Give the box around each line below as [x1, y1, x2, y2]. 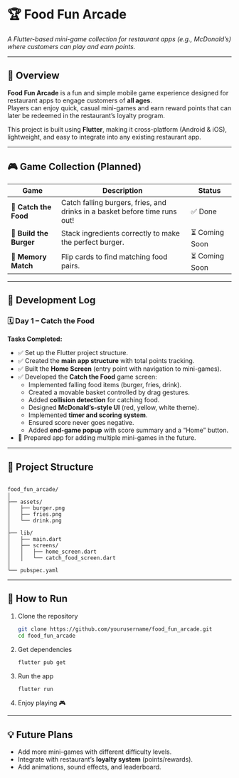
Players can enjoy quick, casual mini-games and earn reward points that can [7, 103, 232, 112]
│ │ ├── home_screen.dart [7, 548, 97, 556]
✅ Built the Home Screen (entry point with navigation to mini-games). [17, 364, 222, 373]
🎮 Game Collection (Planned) [7, 161, 142, 173]
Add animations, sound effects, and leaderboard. [17, 763, 161, 772]
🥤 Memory [11, 252, 48, 262]
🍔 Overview [7, 70, 60, 82]
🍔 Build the [11, 228, 48, 238]
